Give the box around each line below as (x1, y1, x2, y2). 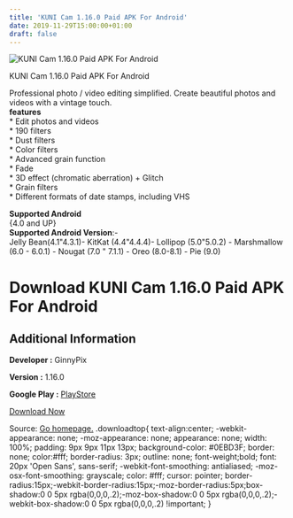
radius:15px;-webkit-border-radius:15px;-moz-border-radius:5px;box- (9, 480, 264, 491)
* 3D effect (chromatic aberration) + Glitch (9, 173, 164, 183)
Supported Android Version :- (9, 228, 119, 238)
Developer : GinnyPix (9, 355, 87, 366)
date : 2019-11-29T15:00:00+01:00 (9, 21, 133, 30)
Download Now (9, 406, 66, 417)
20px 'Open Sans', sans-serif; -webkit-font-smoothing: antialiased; (9, 461, 254, 472)
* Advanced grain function (9, 154, 106, 165)
